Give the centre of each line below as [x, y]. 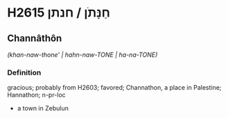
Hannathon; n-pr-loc [36, 95]
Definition [24, 72]
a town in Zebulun [43, 108]
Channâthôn [35, 38]
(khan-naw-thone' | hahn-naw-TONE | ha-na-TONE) [82, 55]
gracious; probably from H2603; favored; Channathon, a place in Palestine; [114, 88]
